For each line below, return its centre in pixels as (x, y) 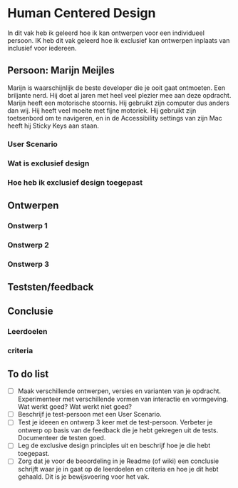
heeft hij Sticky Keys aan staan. (53, 126)
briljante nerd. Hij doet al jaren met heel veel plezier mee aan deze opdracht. (119, 95)
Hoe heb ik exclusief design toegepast (75, 182)
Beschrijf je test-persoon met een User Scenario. (89, 415)
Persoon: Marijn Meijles (61, 70)
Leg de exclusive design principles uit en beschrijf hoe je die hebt (114, 446)
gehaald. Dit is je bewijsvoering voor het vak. (83, 477)
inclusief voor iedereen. (42, 48)
